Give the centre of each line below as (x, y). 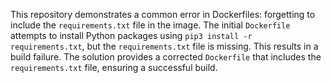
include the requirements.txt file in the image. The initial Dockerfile (150, 25)
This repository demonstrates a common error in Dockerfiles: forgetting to (163, 14)
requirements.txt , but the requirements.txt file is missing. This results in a (164, 46)
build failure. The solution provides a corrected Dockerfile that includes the (166, 57)
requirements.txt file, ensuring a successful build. (114, 67)
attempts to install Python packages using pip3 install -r (131, 35)
